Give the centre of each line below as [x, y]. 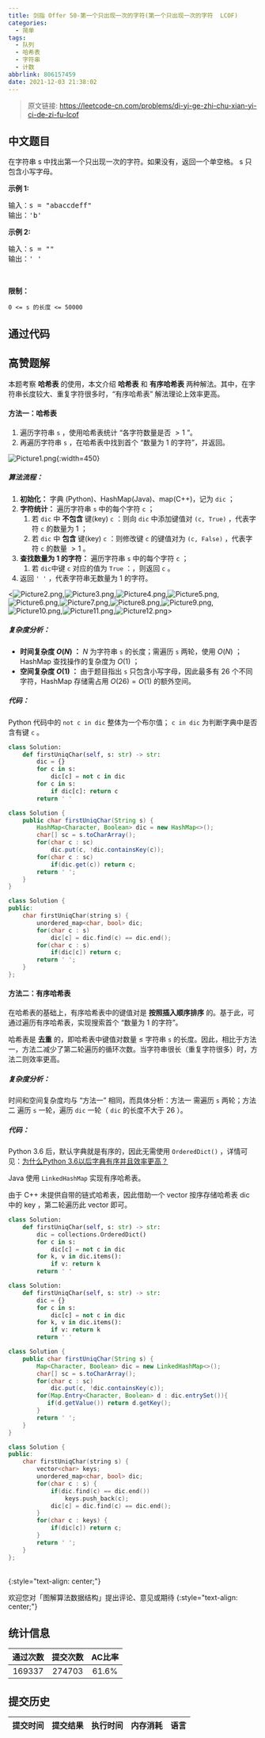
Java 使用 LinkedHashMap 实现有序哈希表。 [77, 1178]
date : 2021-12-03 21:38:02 [53, 82]
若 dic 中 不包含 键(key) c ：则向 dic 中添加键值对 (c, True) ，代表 [140, 518]
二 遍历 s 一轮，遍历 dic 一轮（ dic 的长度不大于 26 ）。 [98, 1110]
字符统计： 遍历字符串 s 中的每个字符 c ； [87, 509]
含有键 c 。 [26, 732]
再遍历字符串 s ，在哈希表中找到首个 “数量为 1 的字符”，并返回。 [124, 442]
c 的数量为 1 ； [64, 529]
